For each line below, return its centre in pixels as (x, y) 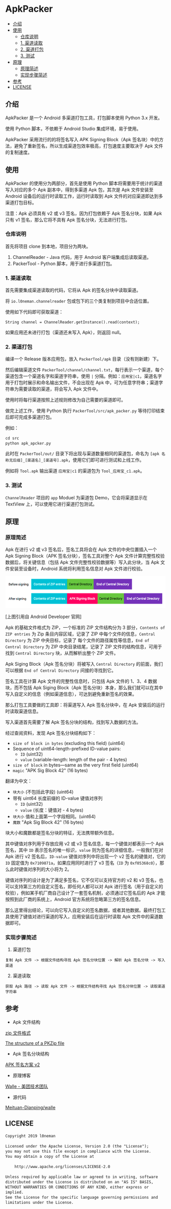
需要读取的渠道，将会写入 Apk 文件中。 (60, 389)
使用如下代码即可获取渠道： (34, 312)
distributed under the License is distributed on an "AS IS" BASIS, (79, 1182)
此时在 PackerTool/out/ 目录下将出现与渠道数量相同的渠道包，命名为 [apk (82, 454)
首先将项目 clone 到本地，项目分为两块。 (48, 246)
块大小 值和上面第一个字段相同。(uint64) (54, 816)
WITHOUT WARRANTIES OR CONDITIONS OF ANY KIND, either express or (77, 1187)
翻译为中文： (19, 781)
